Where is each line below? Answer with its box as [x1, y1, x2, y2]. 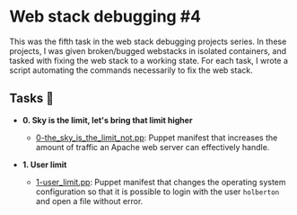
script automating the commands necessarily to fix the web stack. [9, 65, 253, 76]
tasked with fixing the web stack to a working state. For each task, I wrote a [9, 55, 289, 66]
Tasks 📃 [9, 91, 55, 106]
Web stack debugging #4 [9, 6, 202, 27]
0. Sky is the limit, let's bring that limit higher [22, 114, 193, 125]
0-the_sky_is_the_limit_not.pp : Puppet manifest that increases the [35, 132, 278, 143]
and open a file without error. [35, 195, 144, 206]
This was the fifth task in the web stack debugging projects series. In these [9, 36, 287, 47]
